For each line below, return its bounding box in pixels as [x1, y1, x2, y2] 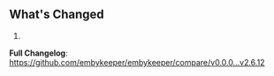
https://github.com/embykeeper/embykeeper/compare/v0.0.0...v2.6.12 [9, 57, 265, 67]
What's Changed [9, 7, 104, 22]
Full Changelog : [9, 48, 68, 58]
